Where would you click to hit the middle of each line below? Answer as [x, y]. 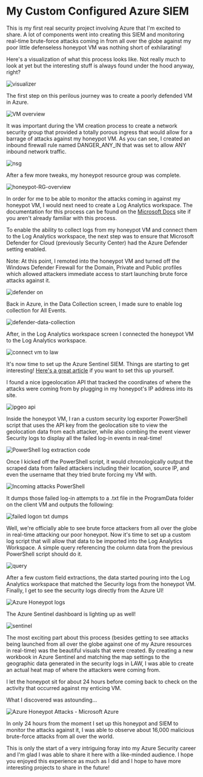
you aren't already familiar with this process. [62, 218]
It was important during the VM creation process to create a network [92, 125]
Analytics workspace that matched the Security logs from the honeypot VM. [101, 584]
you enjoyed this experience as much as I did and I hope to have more [94, 761]
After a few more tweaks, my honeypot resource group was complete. [94, 175]
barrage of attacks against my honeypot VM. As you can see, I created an [98, 139]
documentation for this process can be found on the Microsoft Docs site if [98, 212]
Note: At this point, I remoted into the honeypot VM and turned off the [93, 261]
